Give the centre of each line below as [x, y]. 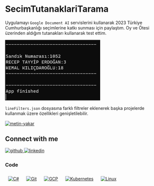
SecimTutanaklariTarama [57, 9]
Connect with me [32, 139]
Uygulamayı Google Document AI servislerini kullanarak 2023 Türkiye [74, 23]
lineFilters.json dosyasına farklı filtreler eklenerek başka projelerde [75, 108]
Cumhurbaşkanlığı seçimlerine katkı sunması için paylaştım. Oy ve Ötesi [77, 27]
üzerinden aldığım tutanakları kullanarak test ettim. [56, 33]
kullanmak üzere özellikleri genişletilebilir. [47, 113]
